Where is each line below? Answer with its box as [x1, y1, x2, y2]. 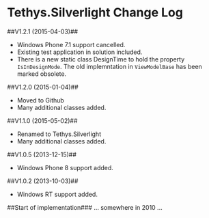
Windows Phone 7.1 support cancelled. [16, 40, 126, 49]
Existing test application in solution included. [16, 48, 143, 56]
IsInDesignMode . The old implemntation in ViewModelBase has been [16, 62, 203, 70]
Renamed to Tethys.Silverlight [16, 130, 101, 138]
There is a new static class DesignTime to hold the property [16, 55, 185, 63]
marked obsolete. [16, 70, 67, 78]
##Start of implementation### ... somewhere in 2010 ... [7, 203, 163, 211]
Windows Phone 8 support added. [16, 163, 114, 172]
